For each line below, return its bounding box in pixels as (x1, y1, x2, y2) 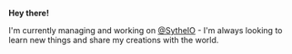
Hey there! (8, 8, 49, 18)
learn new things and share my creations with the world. (8, 35, 219, 45)
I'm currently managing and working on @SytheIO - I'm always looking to (8, 25, 283, 35)
